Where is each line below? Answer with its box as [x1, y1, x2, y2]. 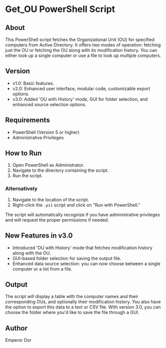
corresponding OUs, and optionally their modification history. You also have [5, 299, 161, 305]
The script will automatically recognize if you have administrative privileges [5, 211, 160, 218]
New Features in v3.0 [5, 231, 73, 240]
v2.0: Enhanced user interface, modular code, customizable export [12, 85, 150, 91]
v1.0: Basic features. [12, 80, 54, 86]
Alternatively [5, 185, 38, 192]
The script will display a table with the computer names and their [5, 294, 138, 300]
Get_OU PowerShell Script [5, 3, 115, 15]
